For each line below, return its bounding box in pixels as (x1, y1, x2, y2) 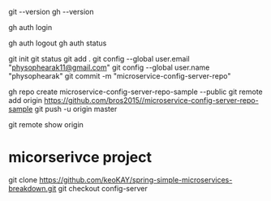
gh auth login (8, 23, 53, 32)
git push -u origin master (34, 105, 118, 113)
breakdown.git (8, 183, 57, 193)
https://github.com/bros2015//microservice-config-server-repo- (44, 96, 259, 105)
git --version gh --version (8, 7, 94, 16)
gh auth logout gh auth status (8, 38, 107, 48)
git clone (8, 174, 38, 185)
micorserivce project (8, 148, 153, 167)
